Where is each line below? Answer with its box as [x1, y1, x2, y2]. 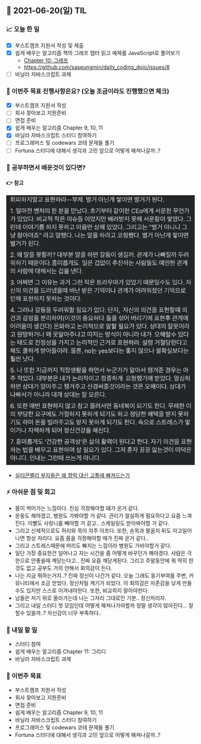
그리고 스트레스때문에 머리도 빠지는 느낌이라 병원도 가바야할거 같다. [14, 542, 172, 549]
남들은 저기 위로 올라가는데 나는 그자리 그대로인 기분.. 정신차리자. [14, 594, 167, 602]
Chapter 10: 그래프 [23, 56, 69, 64]
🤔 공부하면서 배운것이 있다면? [6, 163, 86, 172]
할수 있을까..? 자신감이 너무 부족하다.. [14, 609, 102, 617]
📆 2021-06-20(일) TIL [6, 5, 87, 16]
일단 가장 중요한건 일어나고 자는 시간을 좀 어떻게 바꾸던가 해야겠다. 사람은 [14, 549, 186, 557]
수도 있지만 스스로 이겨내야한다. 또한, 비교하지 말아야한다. [14, 587, 150, 594]
